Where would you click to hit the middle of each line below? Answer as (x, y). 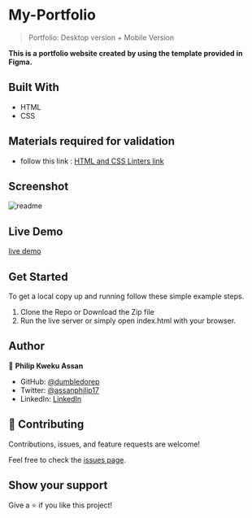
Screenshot (39, 186)
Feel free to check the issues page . (67, 459)
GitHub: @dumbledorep (60, 381)
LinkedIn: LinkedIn (51, 398)
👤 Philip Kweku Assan (46, 366)
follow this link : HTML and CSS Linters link (92, 161)
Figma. (20, 62)
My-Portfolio (52, 15)
